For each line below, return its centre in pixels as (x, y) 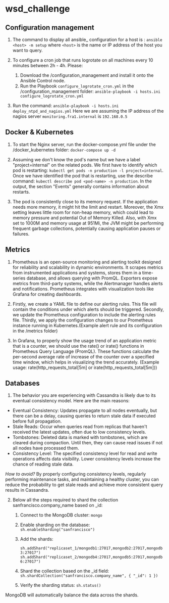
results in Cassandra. (27, 490)
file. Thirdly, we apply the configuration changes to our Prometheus (82, 320)
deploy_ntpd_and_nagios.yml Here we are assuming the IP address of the (88, 111)
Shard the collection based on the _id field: (65, 571)
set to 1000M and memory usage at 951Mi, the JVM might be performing (88, 223)
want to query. (27, 50)
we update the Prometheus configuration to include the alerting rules (84, 314)
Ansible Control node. (43, 81)
